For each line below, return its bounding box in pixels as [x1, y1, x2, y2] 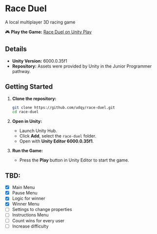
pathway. [12, 68, 31, 74]
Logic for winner [12, 195, 45, 201]
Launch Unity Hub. [19, 128, 58, 134]
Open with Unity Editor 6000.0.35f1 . [19, 138, 94, 144]
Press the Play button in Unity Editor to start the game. [19, 157, 129, 163]
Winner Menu [12, 201, 40, 207]
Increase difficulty [12, 223, 49, 229]
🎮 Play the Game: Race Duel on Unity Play [5, 29, 92, 35]
